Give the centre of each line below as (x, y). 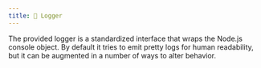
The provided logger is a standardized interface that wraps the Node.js (126, 38)
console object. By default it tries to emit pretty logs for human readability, (131, 47)
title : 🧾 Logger (35, 16)
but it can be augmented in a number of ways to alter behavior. (112, 55)
